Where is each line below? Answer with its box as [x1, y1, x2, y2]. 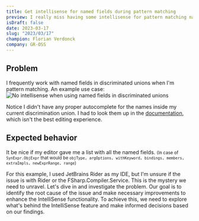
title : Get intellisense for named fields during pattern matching [6, 8, 176, 15]
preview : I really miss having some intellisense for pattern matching [6, 14, 187, 20]
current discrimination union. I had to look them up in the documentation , [6, 109, 184, 116]
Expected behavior [6, 133, 78, 143]
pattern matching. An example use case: [6, 85, 105, 92]
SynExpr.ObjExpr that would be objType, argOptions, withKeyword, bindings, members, [6, 155, 185, 161]
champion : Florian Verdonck [6, 36, 76, 42]
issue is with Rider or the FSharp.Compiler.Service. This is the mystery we [6, 177, 187, 184]
